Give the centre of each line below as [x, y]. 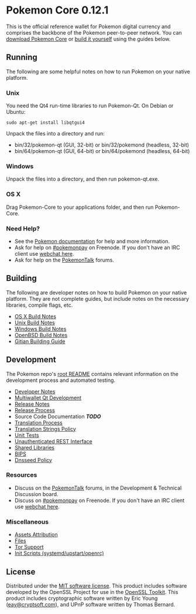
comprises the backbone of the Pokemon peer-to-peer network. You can [94, 32]
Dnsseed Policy [33, 460]
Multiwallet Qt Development [48, 398]
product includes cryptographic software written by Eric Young [82, 598]
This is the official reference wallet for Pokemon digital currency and [88, 26]
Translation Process [38, 422]
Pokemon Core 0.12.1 [57, 10]
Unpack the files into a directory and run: [56, 134]
